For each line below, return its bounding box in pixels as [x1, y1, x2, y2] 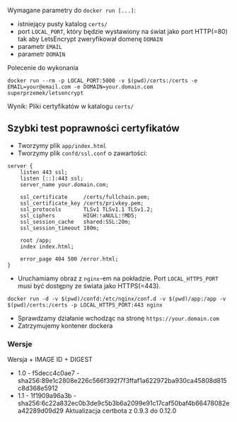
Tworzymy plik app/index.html [17, 141, 107, 149]
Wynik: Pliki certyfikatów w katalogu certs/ [7, 102, 134, 110]
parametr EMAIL [17, 42, 62, 50]
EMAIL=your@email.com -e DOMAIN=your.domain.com [7, 84, 154, 91]
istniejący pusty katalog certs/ [17, 20, 108, 28]
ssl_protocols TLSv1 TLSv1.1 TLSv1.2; [20, 205, 154, 213]
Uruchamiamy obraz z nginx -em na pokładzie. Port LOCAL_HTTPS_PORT [17, 274, 219, 283]
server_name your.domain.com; [20, 181, 110, 188]
